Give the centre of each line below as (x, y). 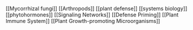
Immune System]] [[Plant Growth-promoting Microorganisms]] (83, 21)
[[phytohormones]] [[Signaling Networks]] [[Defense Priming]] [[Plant (92, 15)
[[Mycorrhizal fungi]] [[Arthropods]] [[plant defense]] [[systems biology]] (96, 9)
